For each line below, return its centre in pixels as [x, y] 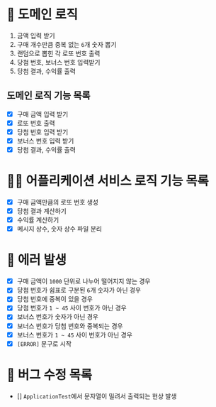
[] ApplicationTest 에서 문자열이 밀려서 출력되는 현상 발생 [97, 396]
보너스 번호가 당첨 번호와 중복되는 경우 [70, 326]
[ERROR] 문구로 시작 [44, 343]
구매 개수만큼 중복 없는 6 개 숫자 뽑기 [67, 44]
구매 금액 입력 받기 [42, 114]
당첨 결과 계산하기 [41, 211]
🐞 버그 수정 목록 [50, 375]
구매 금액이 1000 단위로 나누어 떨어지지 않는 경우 [84, 281]
